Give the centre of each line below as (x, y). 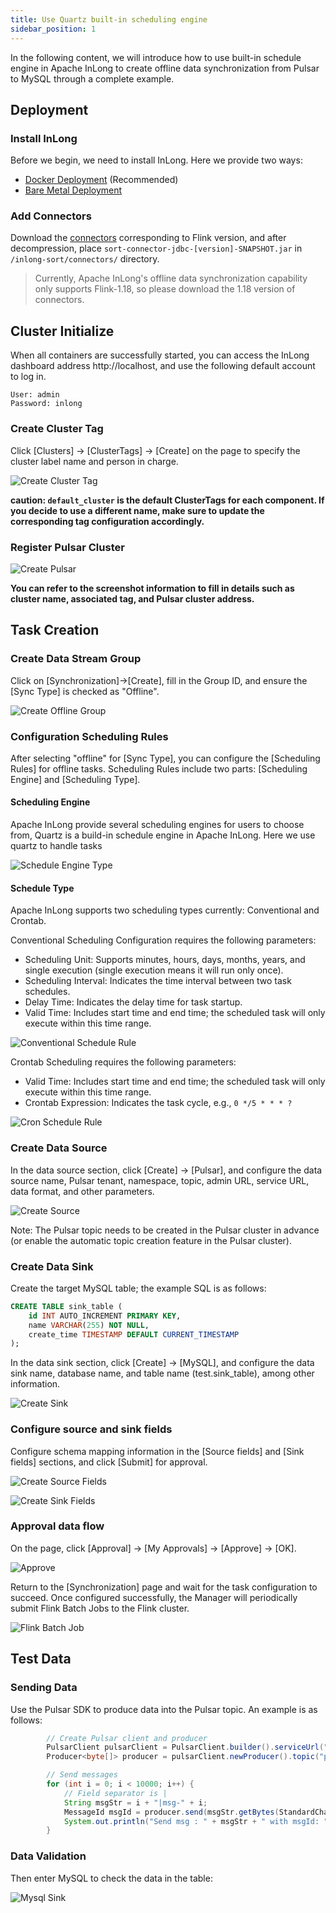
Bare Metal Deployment (73, 190)
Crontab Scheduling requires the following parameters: (123, 1062)
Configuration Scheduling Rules (89, 736)
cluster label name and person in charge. (94, 461)
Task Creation (55, 630)
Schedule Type (42, 888)
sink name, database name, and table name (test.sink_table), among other (162, 1373)
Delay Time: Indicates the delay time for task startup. (133, 1002)
